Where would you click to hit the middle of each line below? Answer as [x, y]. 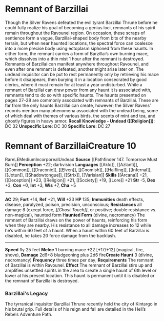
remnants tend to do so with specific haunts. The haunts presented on [76, 95]
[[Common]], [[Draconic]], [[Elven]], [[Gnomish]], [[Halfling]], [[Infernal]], [79, 170]
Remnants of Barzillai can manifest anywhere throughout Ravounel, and [77, 64]
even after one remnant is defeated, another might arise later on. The [74, 69]
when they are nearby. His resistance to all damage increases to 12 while [78, 225]
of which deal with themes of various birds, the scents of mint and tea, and [80, 116]
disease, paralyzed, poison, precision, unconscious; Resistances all [73, 204]
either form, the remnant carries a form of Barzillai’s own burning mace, [77, 53]
